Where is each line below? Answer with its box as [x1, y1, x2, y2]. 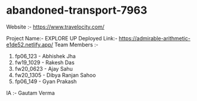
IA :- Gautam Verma [6, 89, 55, 96]
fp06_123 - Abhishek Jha [14, 52, 76, 59]
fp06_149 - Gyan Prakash [14, 78, 77, 85]
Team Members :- [54, 41, 98, 48]
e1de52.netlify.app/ [6, 41, 54, 48]
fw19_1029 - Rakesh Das [14, 59, 75, 66]
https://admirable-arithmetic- [118, 34, 191, 42]
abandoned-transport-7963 [6, 4, 147, 17]
